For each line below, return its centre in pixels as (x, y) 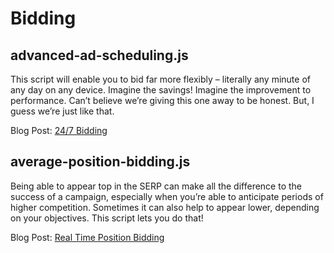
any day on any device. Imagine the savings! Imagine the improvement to (161, 90)
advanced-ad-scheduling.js (99, 55)
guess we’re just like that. (62, 111)
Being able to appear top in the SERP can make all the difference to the (156, 186)
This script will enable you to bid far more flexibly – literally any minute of (160, 79)
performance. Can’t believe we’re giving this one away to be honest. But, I (162, 100)
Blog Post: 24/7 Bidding (59, 130)
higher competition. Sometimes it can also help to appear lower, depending (165, 207)
